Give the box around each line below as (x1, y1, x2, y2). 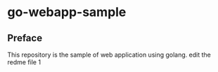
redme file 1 (7, 58, 41, 66)
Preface (7, 32, 43, 44)
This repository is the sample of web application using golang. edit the (7, 50, 211, 59)
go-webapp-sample (7, 4, 127, 20)
